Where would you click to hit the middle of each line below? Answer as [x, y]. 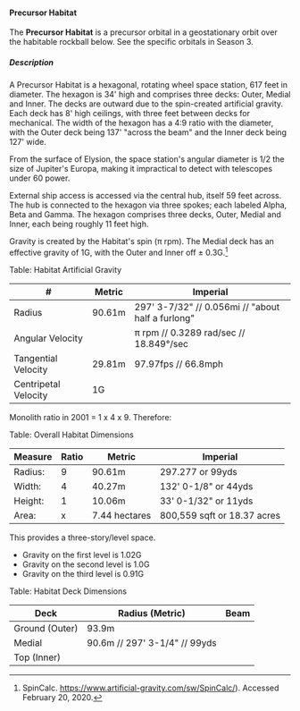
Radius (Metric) [151, 613]
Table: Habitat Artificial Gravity [66, 269]
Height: [29, 501]
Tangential [36, 358]
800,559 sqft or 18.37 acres [220, 515]
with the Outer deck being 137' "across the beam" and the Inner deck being [148, 132]
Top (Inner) [37, 657]
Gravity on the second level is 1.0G [86, 564]
